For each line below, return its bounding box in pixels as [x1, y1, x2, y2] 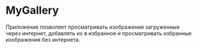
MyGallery [5, 4, 60, 17]
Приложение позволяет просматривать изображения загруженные [5, 23, 180, 30]
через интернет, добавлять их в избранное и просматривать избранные [5, 29, 192, 36]
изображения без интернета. [5, 36, 81, 43]
